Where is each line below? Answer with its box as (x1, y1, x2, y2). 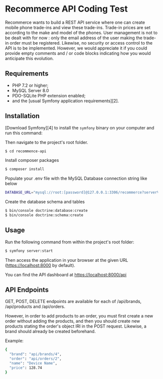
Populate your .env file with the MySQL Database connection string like (5, 175, 147, 181)
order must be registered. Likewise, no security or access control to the (9, 40, 153, 46)
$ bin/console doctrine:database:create (5, 208, 88, 213)
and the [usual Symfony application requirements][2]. (12, 98, 119, 104)
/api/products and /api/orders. (5, 304, 65, 310)
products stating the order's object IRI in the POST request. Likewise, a (5, 323, 147, 329)
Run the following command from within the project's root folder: (5, 239, 134, 245)
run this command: (5, 130, 43, 136)
